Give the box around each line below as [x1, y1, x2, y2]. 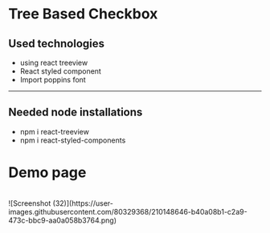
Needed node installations [8, 106, 143, 119]
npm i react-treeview [19, 127, 90, 136]
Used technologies [8, 37, 105, 50]
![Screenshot [8, 198, 51, 208]
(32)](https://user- [52, 198, 114, 208]
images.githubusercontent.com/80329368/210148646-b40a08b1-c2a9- [8, 207, 247, 216]
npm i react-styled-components [19, 135, 126, 145]
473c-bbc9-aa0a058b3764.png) [8, 215, 117, 225]
